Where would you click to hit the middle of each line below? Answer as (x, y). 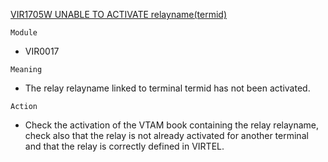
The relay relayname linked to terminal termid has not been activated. (167, 88)
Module (24, 33)
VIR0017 (42, 51)
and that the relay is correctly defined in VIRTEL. (124, 146)
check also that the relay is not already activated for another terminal (166, 135)
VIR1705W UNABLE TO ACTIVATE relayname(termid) (118, 14)
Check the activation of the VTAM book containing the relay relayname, (172, 125)
